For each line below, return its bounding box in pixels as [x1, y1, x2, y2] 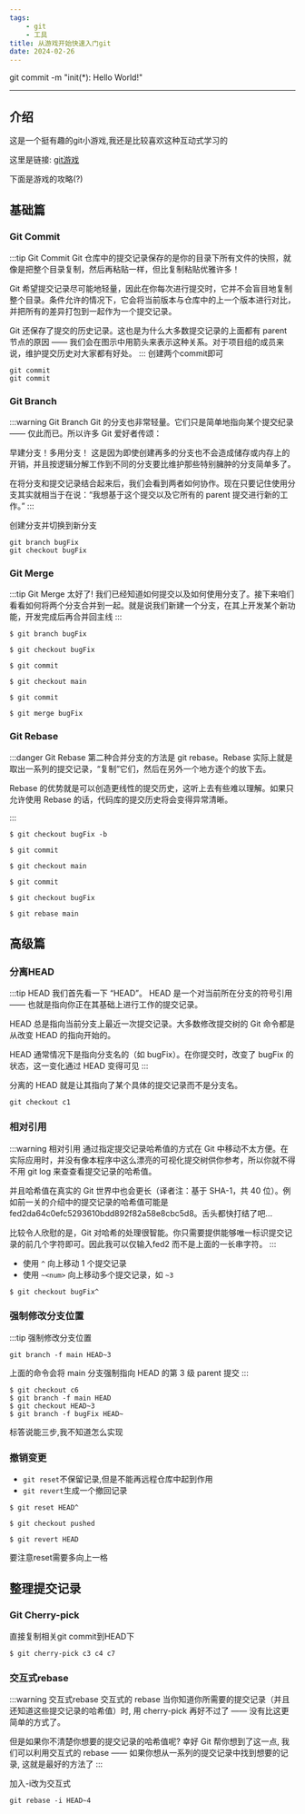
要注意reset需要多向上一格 [9, 1552, 109, 1563]
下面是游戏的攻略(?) [9, 173, 84, 184]
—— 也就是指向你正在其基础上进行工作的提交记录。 [9, 999, 202, 1010]
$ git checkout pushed [9, 1519, 95, 1529]
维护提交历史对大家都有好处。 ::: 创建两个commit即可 [25, 347, 224, 359]
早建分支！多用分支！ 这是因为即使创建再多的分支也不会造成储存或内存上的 [9, 447, 290, 458]
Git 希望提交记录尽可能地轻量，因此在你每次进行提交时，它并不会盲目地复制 [9, 283, 293, 293]
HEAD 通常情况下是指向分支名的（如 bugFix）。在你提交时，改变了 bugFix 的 [9, 1049, 294, 1060]
